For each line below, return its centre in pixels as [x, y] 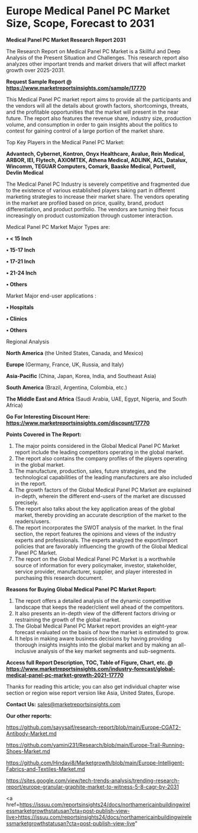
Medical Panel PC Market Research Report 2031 [66, 40]
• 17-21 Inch [21, 261]
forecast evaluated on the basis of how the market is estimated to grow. [102, 632]
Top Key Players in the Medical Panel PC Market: [66, 142]
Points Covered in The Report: [44, 434]
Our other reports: [29, 716]
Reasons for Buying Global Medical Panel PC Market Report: [81, 589]
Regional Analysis [28, 341]
